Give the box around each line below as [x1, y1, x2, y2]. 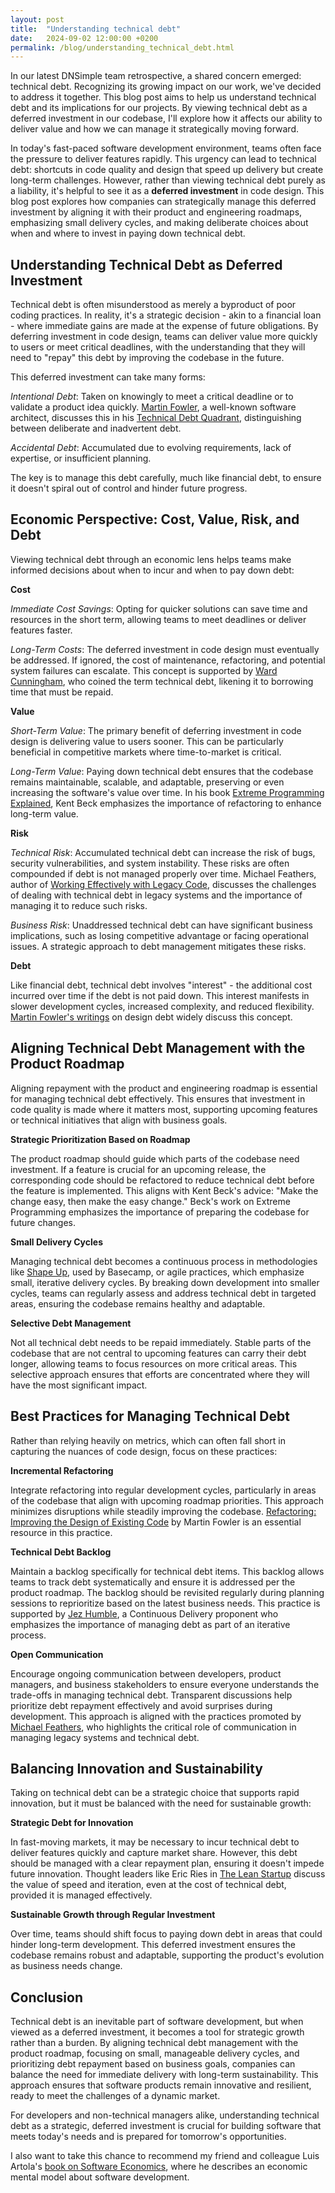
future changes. [10, 1216, 77, 1228]
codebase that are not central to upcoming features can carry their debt [10, 1347, 307, 1359]
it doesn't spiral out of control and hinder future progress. [10, 482, 248, 495]
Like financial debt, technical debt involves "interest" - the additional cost [10, 979, 313, 991]
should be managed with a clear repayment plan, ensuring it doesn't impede [10, 1857, 325, 1870]
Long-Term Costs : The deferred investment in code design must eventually [10, 643, 320, 655]
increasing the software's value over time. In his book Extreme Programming [10, 786, 325, 798]
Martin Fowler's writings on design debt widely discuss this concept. [10, 1011, 293, 1023]
